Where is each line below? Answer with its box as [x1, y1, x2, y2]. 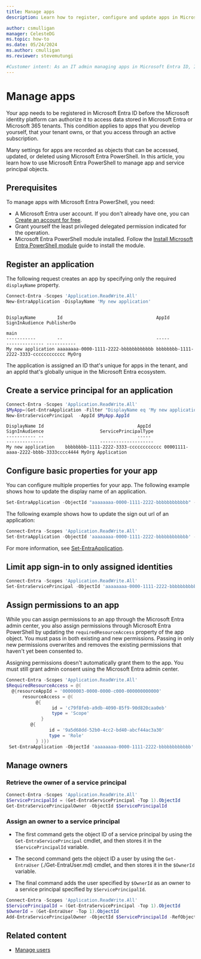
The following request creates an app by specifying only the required [6, 275, 176, 282]
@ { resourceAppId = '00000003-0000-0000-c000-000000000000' [11, 688, 162, 694]
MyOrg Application [81, 449, 127, 455]
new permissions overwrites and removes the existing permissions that [6, 641, 181, 649]
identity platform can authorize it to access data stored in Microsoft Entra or [6, 115, 193, 123]
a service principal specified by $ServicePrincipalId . [14, 886, 147, 893]
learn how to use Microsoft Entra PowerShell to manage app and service [6, 159, 184, 166]
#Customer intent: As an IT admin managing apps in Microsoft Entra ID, [6, 63, 191, 69]
